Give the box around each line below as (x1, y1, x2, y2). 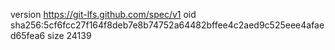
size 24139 (47, 30, 92, 41)
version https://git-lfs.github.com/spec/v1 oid (10, 9, 197, 20)
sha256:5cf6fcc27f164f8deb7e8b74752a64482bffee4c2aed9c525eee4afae (10, 19, 325, 31)
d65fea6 (10, 30, 46, 41)
